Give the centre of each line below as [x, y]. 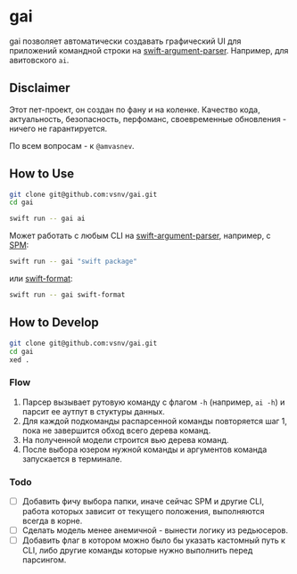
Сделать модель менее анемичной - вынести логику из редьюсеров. [155, 530]
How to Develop [54, 323]
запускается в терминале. [72, 459]
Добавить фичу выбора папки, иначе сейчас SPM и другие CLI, [143, 501]
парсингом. [44, 560]
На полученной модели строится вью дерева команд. [125, 439]
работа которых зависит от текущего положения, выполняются [143, 512]
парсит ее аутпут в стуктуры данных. [93, 411]
